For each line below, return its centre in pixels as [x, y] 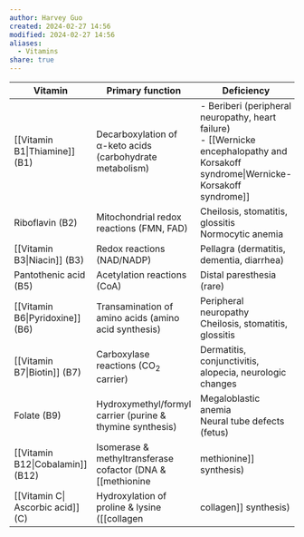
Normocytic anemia [242, 234]
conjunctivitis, [230, 361]
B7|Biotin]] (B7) [47, 372]
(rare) [212, 286]
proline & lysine [129, 507]
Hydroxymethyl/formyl [144, 404]
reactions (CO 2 [128, 366]
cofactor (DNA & [131, 470]
